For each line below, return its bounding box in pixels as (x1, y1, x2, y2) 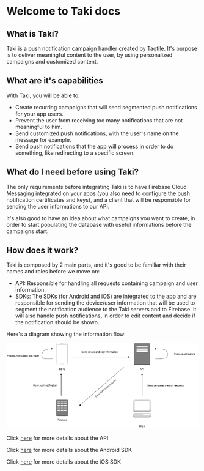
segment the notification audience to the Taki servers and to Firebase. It (15, 306, 197, 313)
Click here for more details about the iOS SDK (6, 458, 121, 465)
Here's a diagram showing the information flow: (6, 330, 126, 338)
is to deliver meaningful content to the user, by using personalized (6, 51, 173, 59)
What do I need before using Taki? (6, 167, 139, 177)
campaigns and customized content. (6, 58, 98, 65)
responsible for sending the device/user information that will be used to (15, 299, 195, 306)
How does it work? (6, 245, 79, 256)
